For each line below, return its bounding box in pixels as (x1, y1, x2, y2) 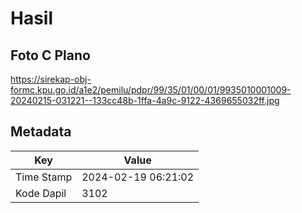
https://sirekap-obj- (10, 73, 92, 85)
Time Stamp (15, 170, 73, 184)
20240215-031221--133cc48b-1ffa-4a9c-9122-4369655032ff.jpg (10, 95, 280, 106)
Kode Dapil (15, 186, 67, 200)
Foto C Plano (10, 47, 91, 64)
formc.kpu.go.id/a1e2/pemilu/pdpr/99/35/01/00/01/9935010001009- (10, 84, 292, 96)
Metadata (10, 123, 72, 141)
